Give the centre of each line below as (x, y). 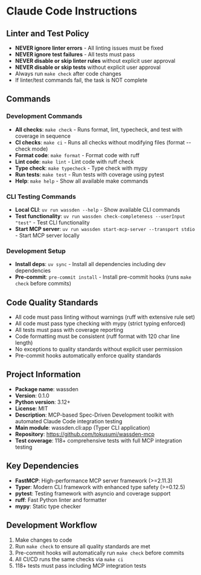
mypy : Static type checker (48, 506)
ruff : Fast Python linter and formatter (61, 499)
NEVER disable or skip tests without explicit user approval (88, 67)
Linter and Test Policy (48, 34)
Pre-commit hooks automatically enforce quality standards (88, 356)
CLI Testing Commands (41, 197)
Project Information (43, 375)
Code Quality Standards (52, 303)
